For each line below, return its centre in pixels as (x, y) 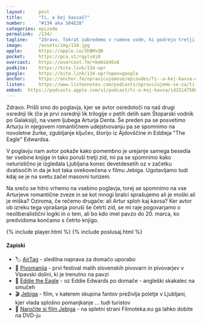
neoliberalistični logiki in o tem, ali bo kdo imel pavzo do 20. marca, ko (93, 214)
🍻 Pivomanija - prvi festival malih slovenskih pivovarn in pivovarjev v (99, 268)
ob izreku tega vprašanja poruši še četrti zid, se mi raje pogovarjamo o (93, 207)
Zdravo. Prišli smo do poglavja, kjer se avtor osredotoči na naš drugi (91, 107)
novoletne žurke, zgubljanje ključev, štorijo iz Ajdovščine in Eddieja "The (96, 132)
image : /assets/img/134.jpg (48, 46)
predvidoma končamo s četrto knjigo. (53, 220)
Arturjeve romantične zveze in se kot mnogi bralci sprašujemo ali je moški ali (101, 194)
